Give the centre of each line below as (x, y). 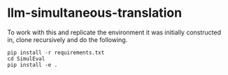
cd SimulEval (26, 59)
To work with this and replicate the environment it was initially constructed (114, 32)
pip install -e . (33, 64)
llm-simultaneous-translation (95, 13)
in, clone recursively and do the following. (67, 39)
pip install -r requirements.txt (56, 53)
